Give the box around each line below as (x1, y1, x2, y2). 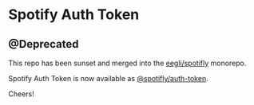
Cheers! (8, 89, 34, 99)
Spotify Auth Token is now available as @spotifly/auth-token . (8, 74, 209, 83)
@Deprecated (8, 37, 79, 51)
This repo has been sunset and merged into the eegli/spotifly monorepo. (8, 58, 247, 68)
